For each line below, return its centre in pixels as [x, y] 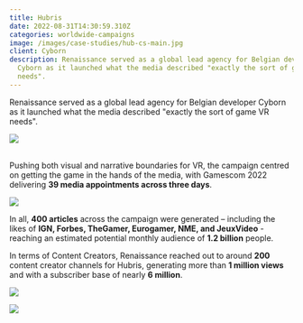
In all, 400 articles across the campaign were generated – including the [142, 218]
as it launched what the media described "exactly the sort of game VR [139, 111]
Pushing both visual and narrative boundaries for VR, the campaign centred [150, 165]
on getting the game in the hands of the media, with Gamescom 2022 [138, 175]
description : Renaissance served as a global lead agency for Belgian [145, 60]
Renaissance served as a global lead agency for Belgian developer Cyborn [148, 102]
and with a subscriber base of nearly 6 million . [96, 274]
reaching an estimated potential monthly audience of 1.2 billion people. [142, 238]
